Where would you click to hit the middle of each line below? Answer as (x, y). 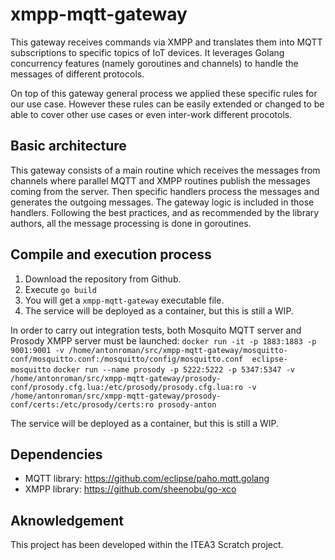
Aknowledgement (67, 520)
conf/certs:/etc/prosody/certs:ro (82, 404)
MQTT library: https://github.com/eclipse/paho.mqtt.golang (147, 479)
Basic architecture (68, 146)
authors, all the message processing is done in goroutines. (131, 223)
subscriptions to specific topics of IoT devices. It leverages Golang (147, 52)
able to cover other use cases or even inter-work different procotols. (151, 114)
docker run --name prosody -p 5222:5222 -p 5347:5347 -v (174, 369)
